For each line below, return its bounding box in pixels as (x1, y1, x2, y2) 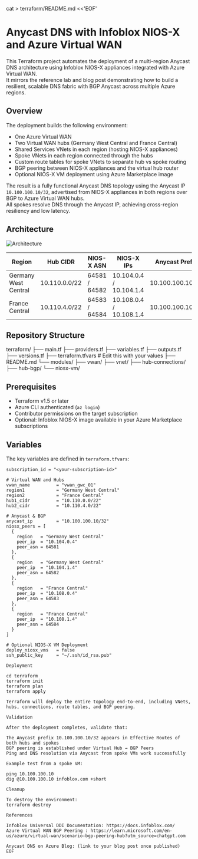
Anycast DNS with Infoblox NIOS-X (6, 26, 180, 39)
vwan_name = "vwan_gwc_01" (6, 482, 96, 488)
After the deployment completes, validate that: (6, 725, 128, 730)
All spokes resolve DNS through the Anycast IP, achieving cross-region (6, 200, 179, 208)
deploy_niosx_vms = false (6, 647, 75, 653)
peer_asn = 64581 (16, 544, 60, 550)
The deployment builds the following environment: (6, 121, 128, 129)
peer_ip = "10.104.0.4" (16, 539, 78, 545)
